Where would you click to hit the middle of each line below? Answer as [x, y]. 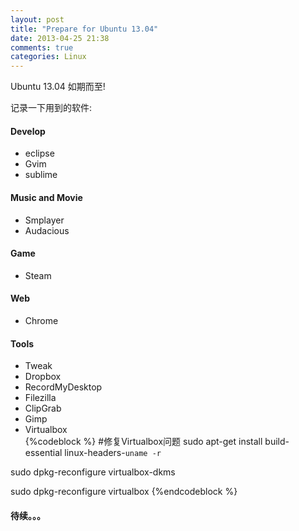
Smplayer [44, 220]
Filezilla [40, 398]
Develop [28, 131]
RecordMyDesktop [63, 387]
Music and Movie [46, 197]
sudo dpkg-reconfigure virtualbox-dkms [93, 472]
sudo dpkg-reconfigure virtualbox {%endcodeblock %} [124, 492]
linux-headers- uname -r [113, 453]
